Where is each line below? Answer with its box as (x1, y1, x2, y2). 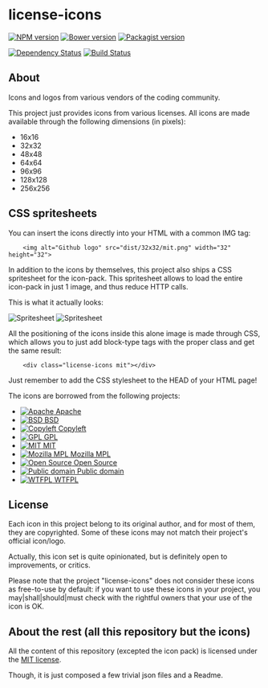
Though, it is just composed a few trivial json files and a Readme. (8, 670, 223, 680)
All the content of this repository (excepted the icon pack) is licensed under (8, 646, 258, 656)
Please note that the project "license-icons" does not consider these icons (8, 576, 255, 586)
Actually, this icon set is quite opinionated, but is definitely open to (8, 552, 228, 562)
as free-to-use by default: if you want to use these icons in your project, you (8, 584, 261, 594)
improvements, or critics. (8, 560, 91, 570)
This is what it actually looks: (8, 297, 104, 307)
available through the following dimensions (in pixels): (8, 117, 186, 126)
